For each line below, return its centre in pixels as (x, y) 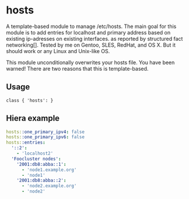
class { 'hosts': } (30, 100)
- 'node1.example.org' (49, 170)
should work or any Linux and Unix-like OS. (58, 51)
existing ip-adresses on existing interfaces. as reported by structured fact (94, 39)
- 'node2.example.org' (49, 186)
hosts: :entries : (26, 143)
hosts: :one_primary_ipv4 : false (45, 132)
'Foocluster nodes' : (36, 159)
